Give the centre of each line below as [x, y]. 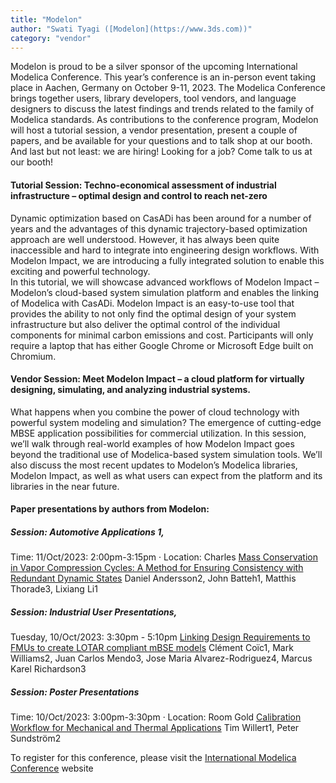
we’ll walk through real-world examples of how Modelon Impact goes [152, 443]
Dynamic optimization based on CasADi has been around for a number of [161, 218]
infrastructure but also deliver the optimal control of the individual [145, 324]
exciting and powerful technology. [80, 271]
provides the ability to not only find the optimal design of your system [153, 313]
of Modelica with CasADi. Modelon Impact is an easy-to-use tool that [152, 303]
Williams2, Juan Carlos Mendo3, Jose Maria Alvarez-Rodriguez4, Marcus [161, 658]
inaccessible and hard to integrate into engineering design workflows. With [165, 250]
